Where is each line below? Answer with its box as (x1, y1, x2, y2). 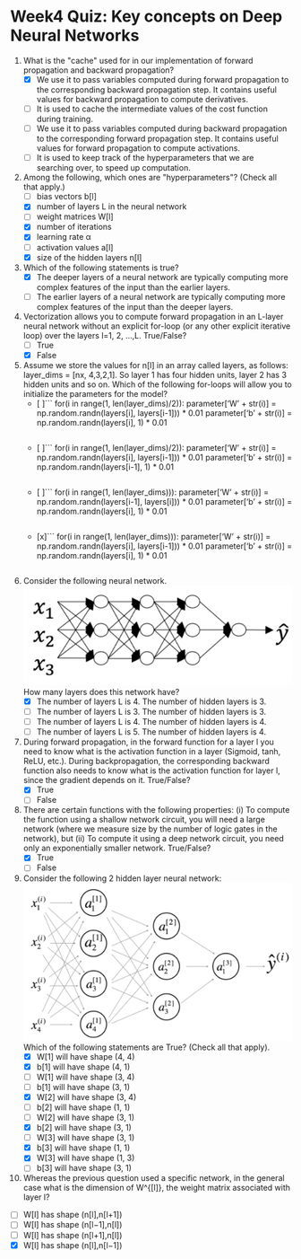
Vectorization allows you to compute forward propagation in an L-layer (22, 311, 284, 321)
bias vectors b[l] (36, 191, 98, 202)
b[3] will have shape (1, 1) (36, 1142, 131, 1153)
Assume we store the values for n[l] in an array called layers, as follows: (22, 359, 289, 370)
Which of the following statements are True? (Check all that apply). (22, 1042, 271, 1052)
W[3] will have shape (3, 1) (36, 1132, 135, 1143)
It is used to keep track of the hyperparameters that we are (36, 153, 254, 163)
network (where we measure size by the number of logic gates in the (22, 823, 278, 834)
